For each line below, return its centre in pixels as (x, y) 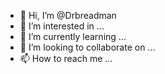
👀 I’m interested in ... (62, 26)
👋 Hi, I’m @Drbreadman (68, 15)
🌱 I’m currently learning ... (73, 36)
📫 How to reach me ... (66, 58)
